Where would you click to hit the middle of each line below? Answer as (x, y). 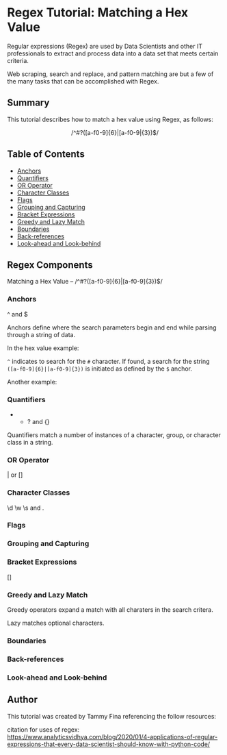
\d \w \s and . (26, 508)
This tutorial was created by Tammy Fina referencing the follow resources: (112, 716)
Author (22, 700)
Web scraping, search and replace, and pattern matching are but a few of (110, 74)
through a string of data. (41, 334)
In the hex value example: (43, 348)
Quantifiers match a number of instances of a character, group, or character (114, 435)
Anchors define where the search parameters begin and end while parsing (112, 327)
